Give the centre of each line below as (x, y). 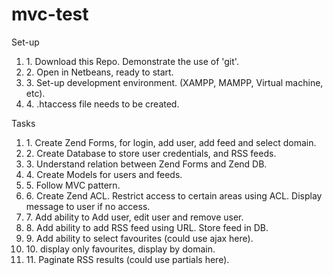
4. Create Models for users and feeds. (104, 174)
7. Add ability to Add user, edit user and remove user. (134, 217)
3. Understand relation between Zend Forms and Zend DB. (146, 164)
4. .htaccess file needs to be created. (102, 104)
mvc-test (50, 14)
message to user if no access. (88, 206)
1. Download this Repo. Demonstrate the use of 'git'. (132, 61)
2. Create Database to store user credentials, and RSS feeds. (151, 153)
